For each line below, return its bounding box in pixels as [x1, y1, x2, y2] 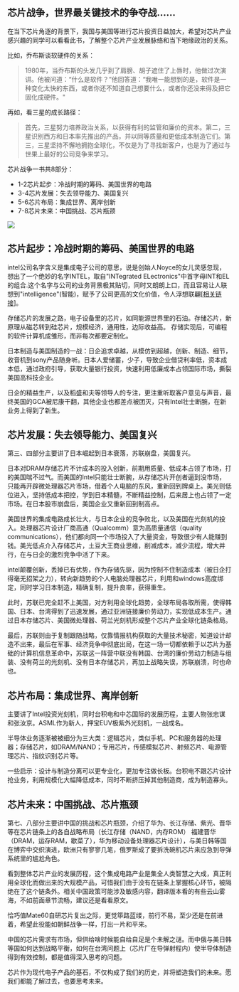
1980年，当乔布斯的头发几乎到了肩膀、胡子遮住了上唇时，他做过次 [24, 66, 221, 75]
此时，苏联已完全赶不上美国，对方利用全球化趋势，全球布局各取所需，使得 [7, 598, 225, 607]
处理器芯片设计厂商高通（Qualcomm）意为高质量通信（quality [19, 523, 203, 532]
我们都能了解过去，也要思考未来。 [7, 977, 107, 986]
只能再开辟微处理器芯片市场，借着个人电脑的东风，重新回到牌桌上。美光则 [7, 482, 225, 491]
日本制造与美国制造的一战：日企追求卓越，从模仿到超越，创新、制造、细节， [7, 346, 232, 355]
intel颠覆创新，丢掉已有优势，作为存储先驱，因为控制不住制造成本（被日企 [7, 565, 225, 574]
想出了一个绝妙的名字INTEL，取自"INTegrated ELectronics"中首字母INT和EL [7, 272, 230, 280]
